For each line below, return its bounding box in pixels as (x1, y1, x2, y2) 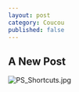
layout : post (8, 11, 51, 19)
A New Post (8, 55, 66, 68)
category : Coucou (8, 19, 65, 27)
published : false (8, 26, 65, 34)
